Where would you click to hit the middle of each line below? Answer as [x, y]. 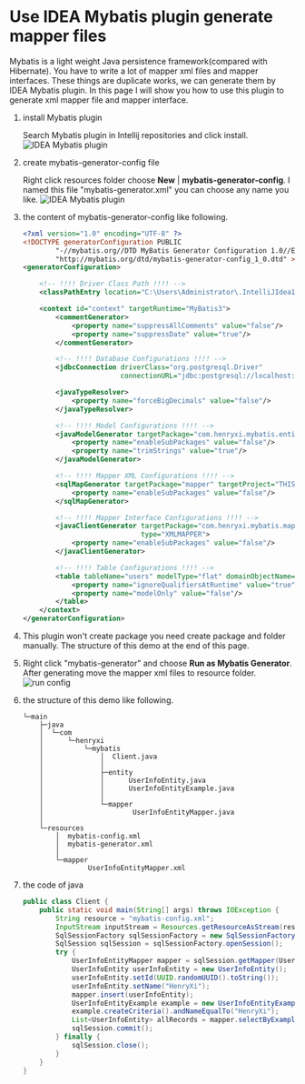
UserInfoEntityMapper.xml [137, 868]
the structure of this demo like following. [98, 700]
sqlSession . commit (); [112, 1029]
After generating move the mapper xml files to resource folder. [139, 673]
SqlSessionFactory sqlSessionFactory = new [139, 935]
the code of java [53, 885]
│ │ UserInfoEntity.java [123, 781]
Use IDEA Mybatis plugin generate [142, 17]
